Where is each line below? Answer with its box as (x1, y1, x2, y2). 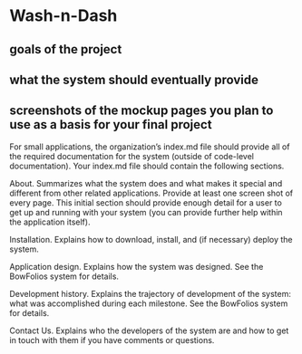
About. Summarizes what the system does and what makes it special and (9, 177, 283, 188)
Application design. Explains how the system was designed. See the (9, 261, 264, 272)
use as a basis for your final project (9, 117, 212, 132)
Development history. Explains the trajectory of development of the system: (9, 288, 292, 299)
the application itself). (9, 216, 91, 227)
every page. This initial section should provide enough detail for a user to (9, 196, 283, 208)
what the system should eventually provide (9, 72, 258, 87)
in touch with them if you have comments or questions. (9, 334, 215, 345)
